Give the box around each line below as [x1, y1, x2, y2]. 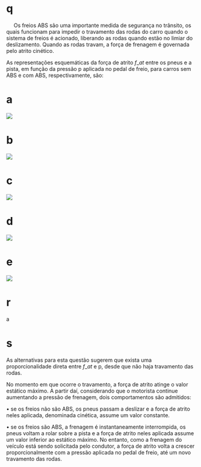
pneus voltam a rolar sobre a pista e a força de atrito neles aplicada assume [6, 429, 194, 437]
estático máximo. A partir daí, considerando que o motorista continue [6, 387, 179, 394]
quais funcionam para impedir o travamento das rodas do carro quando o [6, 28, 188, 35]
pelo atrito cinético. [6, 47, 54, 54]
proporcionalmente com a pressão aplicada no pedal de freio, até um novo [6, 448, 191, 456]
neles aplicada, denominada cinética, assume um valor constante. [6, 411, 170, 419]
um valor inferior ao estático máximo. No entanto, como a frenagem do [6, 436, 182, 443]
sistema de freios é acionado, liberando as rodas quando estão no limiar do [6, 34, 193, 41]
